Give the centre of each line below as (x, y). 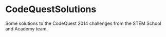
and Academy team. (26, 28)
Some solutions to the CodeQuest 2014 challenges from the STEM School (83, 23)
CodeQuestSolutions (51, 9)
